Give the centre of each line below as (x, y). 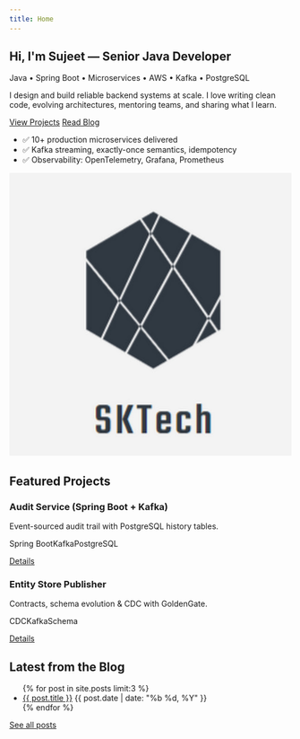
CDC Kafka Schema (44, 621)
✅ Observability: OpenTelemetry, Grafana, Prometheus (123, 160)
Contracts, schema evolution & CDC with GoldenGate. (108, 604)
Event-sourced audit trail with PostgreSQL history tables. (114, 526)
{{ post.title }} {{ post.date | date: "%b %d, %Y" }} (115, 698)
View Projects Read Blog (55, 122)
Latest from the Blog (67, 667)
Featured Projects (60, 481)
